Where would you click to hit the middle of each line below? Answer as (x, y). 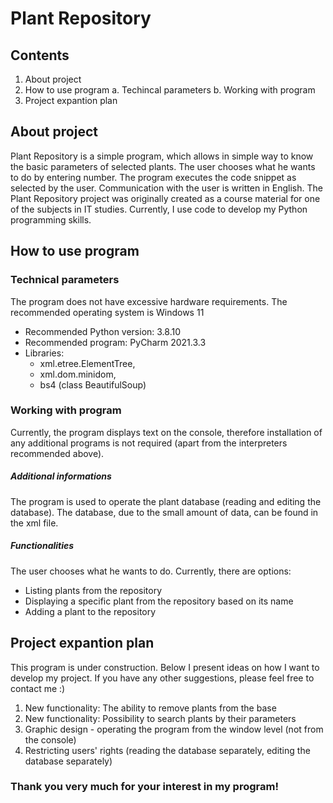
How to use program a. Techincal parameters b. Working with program (170, 90)
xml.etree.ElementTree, (87, 363)
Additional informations (61, 476)
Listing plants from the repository (93, 590)
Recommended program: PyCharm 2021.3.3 (115, 342)
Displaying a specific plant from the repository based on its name (159, 601)
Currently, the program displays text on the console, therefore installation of (166, 432)
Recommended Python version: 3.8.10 (103, 331)
